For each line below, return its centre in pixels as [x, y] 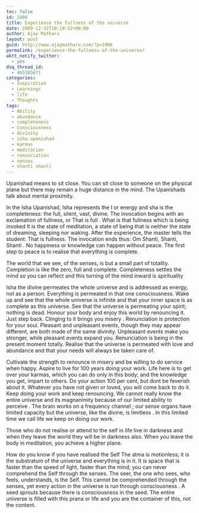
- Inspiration [29, 84]
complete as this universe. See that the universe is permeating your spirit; [97, 306]
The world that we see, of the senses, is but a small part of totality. [88, 263]
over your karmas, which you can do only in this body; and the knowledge [97, 374]
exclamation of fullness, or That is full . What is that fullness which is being [97, 220]
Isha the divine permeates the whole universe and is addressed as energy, [97, 287]
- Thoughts [25, 100]
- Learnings [26, 89]
